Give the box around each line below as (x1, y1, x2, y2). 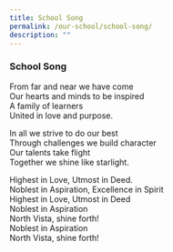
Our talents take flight (9, 146, 91, 157)
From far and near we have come (9, 81, 134, 92)
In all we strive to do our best (9, 127, 118, 138)
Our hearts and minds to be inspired (9, 90, 145, 101)
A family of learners (9, 100, 84, 111)
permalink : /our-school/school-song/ (9, 22, 153, 31)
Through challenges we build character (9, 137, 157, 148)
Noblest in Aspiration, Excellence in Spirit (9, 184, 164, 195)
